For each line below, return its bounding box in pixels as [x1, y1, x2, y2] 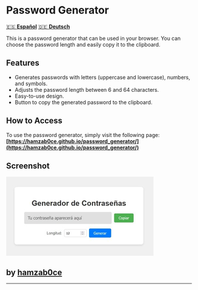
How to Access [6, 116, 63, 126]
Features [6, 58, 39, 68]
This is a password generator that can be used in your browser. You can [6, 35, 181, 42]
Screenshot [6, 161, 50, 171]
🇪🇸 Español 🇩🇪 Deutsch [6, 23, 70, 30]
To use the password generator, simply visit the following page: [6, 131, 160, 138]
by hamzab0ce [6, 267, 62, 277]
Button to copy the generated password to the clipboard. [14, 98, 153, 106]
